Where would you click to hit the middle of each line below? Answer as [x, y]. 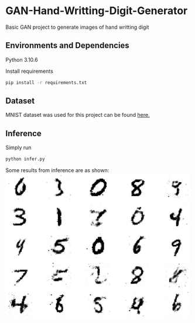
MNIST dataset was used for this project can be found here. [78, 115]
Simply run [18, 147]
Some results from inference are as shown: [57, 170]
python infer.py [25, 159]
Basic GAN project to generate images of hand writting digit [77, 27]
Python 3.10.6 [22, 59]
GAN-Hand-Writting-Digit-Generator [97, 11]
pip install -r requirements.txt [46, 83]
